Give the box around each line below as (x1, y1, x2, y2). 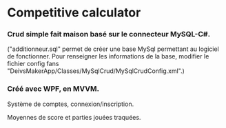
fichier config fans (7, 60, 59, 68)
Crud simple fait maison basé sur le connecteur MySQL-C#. (7, 30, 211, 39)
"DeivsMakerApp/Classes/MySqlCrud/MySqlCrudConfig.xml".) (7, 67, 185, 75)
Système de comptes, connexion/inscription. (7, 100, 134, 108)
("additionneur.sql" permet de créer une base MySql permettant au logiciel (7, 45, 219, 53)
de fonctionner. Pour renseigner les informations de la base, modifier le (7, 52, 209, 61)
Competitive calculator (7, 5, 141, 21)
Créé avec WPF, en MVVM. (7, 84, 100, 94)
